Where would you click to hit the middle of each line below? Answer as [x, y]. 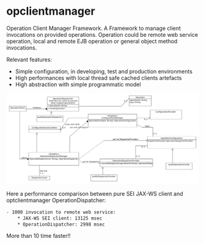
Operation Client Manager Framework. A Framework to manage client [94, 28]
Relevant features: [29, 59]
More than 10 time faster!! [39, 235]
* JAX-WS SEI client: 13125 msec [60, 218]
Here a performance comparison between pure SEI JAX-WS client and [95, 193]
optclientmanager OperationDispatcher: [56, 200]
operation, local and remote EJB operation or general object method [92, 41]
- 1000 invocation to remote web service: [61, 212]
